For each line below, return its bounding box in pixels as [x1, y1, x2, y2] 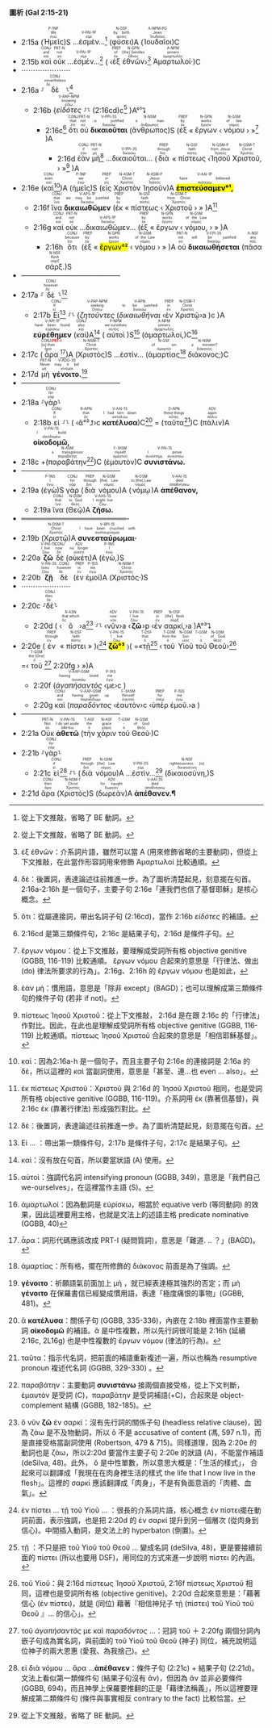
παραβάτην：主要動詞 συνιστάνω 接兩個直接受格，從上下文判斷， [20, 1380, 245, 1390]
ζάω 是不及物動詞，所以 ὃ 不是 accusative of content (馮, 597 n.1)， [30, 1427, 255, 1437]
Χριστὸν [113, 182, 141, 193]
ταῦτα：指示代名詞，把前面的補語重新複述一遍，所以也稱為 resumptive [20, 1353, 257, 1362]
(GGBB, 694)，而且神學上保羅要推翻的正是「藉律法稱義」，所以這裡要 [20, 1683, 251, 1692]
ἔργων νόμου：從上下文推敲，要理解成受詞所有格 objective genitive [20, 945, 247, 956]
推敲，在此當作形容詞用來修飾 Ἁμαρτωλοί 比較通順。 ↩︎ [35, 856, 220, 867]
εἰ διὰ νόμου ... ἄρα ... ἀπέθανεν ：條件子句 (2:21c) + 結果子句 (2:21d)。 [20, 1663, 259, 1672]
